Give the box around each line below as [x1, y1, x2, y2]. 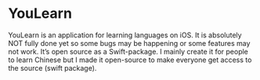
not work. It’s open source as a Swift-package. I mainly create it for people [8, 47, 249, 56]
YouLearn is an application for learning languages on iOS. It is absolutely [8, 30, 242, 40]
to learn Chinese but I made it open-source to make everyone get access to [8, 55, 252, 64]
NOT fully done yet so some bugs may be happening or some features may [8, 38, 251, 47]
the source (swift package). [8, 63, 97, 72]
